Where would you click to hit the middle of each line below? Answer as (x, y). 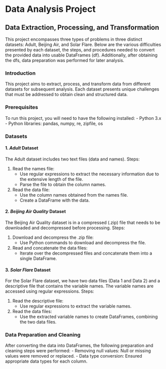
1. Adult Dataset (22, 148)
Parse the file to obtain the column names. (63, 184)
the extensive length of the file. (51, 179)
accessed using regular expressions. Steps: (50, 291)
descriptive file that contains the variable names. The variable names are (79, 286)
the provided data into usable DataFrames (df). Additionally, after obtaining (81, 55)
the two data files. (38, 322)
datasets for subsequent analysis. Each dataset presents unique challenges (82, 89)
